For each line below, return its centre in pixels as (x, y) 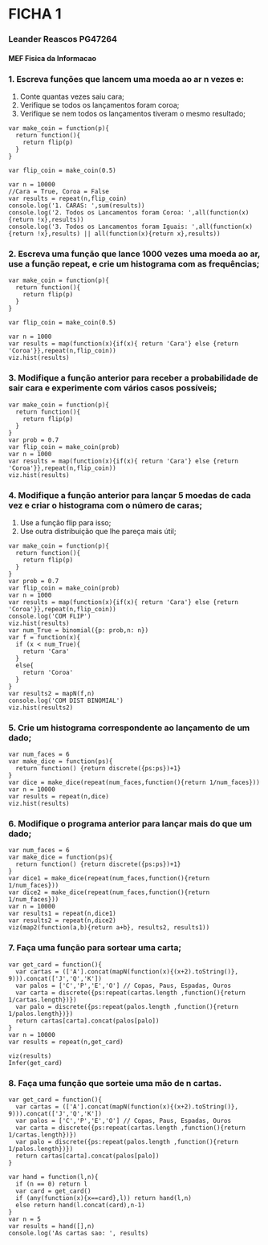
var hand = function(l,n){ (53, 1178)
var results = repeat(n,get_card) (66, 1042)
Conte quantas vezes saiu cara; (72, 96)
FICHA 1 (35, 14)
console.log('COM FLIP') (50, 616)
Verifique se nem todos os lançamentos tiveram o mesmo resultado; (133, 114)
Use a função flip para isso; (65, 522)
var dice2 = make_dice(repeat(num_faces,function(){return (109, 892)
